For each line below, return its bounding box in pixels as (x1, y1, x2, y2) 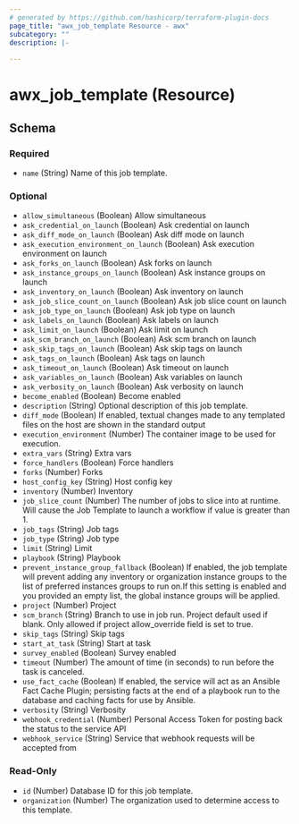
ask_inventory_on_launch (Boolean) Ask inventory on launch (21, 286, 244, 297)
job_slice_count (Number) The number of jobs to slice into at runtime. (21, 496, 281, 506)
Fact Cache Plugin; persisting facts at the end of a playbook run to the (21, 685, 280, 696)
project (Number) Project (21, 600, 117, 611)
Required (9, 147, 50, 159)
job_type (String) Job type (21, 533, 120, 544)
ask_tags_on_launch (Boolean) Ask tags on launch (21, 353, 205, 363)
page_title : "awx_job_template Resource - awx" (9, 21, 190, 30)
